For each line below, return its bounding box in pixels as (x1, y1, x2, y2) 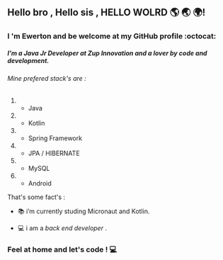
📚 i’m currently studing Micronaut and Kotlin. (17, 207, 150, 215)
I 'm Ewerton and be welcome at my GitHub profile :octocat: (7, 31, 217, 41)
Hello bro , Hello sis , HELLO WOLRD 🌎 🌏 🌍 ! (7, 6, 206, 18)
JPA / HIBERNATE (28, 149, 80, 157)
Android (28, 179, 52, 187)
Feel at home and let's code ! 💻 (7, 244, 118, 254)
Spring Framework (28, 134, 83, 142)
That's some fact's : (7, 193, 66, 201)
